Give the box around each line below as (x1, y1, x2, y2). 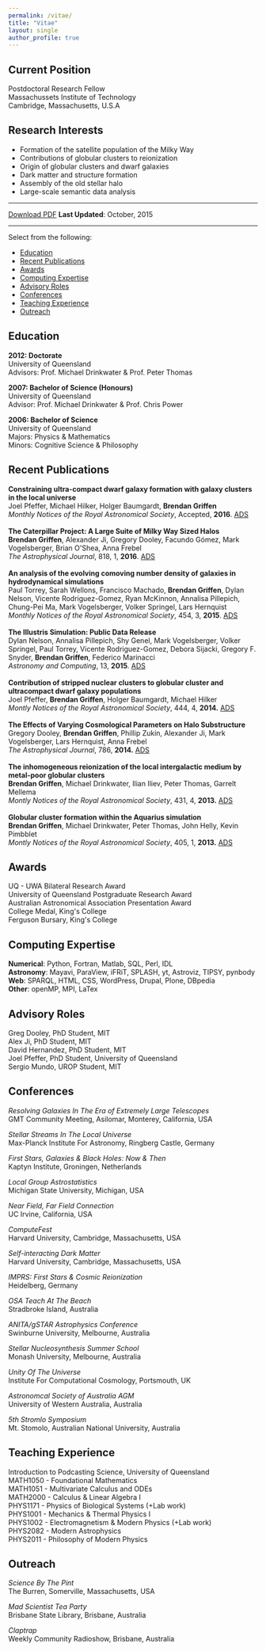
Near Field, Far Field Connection (8, 1200, 115, 1210)
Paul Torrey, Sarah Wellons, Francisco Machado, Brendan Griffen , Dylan (8, 585, 245, 595)
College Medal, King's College (8, 907, 107, 916)
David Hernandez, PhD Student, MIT (8, 1044, 127, 1054)
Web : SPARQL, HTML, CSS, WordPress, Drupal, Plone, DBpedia (8, 976, 215, 986)
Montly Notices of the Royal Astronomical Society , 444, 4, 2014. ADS (8, 702, 235, 713)
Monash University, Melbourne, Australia (8, 1352, 141, 1361)
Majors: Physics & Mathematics (8, 432, 111, 441)
